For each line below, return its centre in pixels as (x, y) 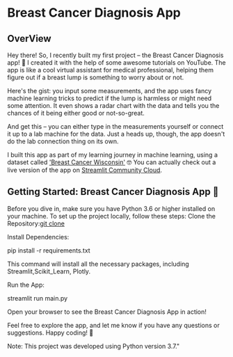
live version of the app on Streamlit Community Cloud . (85, 170)
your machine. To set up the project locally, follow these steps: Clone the (112, 216)
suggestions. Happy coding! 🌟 (50, 333)
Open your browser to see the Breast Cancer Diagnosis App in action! (107, 312)
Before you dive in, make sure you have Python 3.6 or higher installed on (111, 208)
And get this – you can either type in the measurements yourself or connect (115, 126)
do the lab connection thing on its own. (63, 141)
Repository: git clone (36, 223)
